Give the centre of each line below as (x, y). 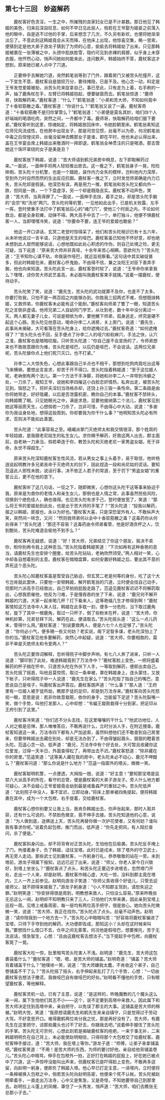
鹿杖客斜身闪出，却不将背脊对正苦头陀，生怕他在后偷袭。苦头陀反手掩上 (87, 843)
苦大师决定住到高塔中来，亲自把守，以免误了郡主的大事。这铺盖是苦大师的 (80, 1006)
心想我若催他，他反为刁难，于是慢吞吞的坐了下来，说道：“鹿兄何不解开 (86, 594)
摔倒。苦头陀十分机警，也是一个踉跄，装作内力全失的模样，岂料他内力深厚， (82, 172)
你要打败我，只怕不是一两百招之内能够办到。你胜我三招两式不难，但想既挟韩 (82, 298)
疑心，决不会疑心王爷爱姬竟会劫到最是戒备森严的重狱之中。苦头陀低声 (80, 786)
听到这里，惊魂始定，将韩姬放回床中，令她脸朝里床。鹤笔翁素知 (91, 124)
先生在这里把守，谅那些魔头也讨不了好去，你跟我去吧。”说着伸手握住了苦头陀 (82, 1025)
